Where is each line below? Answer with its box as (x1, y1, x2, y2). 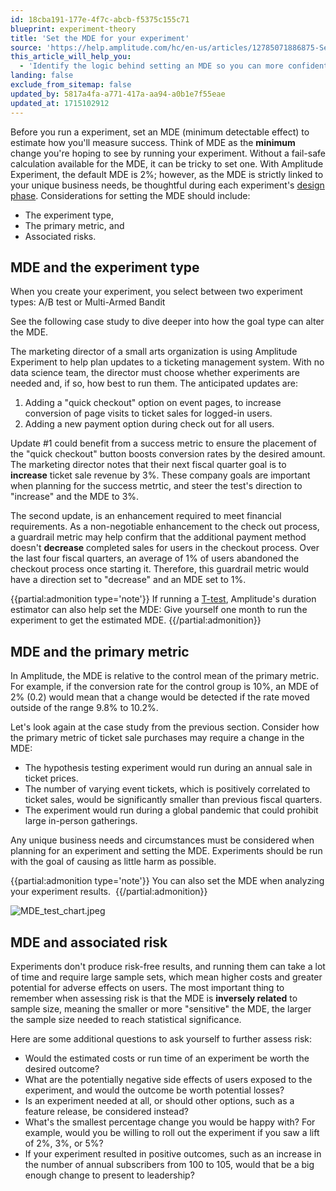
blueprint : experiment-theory (10, 24, 137, 34)
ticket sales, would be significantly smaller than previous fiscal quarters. (24, 794, 323, 806)
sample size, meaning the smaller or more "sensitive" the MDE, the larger (10, 1002, 312, 1015)
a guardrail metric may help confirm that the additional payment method (10, 531, 307, 543)
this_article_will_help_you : (10, 52, 132, 62)
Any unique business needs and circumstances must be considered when (10, 834, 315, 846)
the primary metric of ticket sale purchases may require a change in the (10, 732, 305, 744)
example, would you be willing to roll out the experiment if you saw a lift (24, 1126, 320, 1138)
